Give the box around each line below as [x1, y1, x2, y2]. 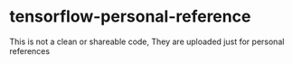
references [9, 45, 51, 56]
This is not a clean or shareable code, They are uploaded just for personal [9, 36, 285, 47]
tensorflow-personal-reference [9, 6, 251, 27]
